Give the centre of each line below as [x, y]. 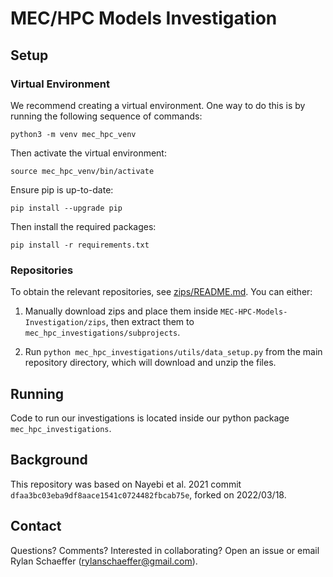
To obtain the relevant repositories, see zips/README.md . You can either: [161, 292]
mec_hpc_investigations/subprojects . [102, 333]
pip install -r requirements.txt [80, 245]
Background [49, 460]
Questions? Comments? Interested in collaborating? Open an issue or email [165, 550]
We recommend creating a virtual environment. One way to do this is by [158, 105]
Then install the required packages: [83, 226]
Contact [36, 526]
